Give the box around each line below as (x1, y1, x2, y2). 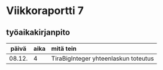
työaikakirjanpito (6, 27, 70, 37)
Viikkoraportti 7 (6, 4, 84, 17)
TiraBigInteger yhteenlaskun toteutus (51, 54, 154, 62)
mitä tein (51, 45, 77, 52)
